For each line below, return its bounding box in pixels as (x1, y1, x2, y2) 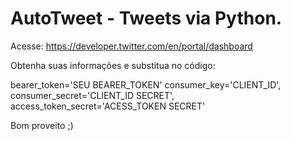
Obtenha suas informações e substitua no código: (10, 59, 216, 71)
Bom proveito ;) (10, 119, 74, 131)
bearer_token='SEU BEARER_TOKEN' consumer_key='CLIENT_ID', (10, 78, 282, 91)
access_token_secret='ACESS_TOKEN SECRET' (10, 100, 206, 112)
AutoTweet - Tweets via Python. (10, 7, 283, 30)
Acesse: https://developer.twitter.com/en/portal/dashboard (10, 40, 253, 52)
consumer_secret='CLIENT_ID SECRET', (10, 89, 175, 101)
